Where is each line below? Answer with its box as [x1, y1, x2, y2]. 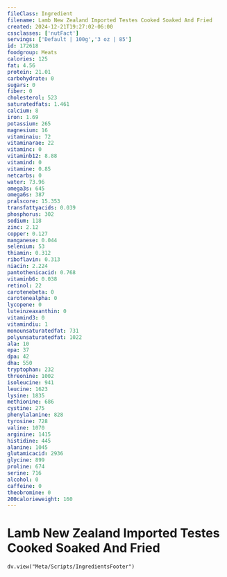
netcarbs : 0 [7, 172, 42, 179]
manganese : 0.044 [7, 237, 58, 244]
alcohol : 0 [7, 476, 39, 483]
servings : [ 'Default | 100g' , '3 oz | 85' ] [7, 36, 132, 43]
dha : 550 [7, 360, 33, 367]
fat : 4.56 [7, 62, 36, 69]
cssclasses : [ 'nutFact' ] [7, 29, 79, 37]
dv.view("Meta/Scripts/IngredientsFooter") [7, 563, 135, 571]
